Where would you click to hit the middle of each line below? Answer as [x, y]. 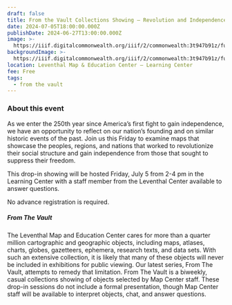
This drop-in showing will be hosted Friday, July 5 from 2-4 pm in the [106, 174]
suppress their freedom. [41, 160]
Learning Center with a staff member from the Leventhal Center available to [115, 181]
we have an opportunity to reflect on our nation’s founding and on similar [110, 131]
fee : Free [21, 71]
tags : [15, 78]
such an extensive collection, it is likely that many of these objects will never [116, 257]
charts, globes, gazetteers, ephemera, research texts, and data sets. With [112, 250]
